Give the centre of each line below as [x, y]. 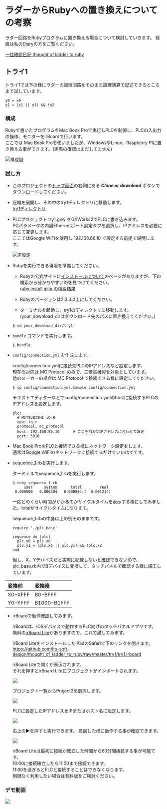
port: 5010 [28, 436]
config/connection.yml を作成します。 [52, 355]
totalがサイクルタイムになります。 [56, 508]
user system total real [66, 488]
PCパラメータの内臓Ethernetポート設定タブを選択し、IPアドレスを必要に [87, 226]
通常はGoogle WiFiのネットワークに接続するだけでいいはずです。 [79, 452]
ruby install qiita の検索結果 [48, 289]
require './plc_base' [35, 528]
